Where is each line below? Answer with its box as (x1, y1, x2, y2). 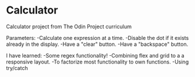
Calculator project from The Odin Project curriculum (6, 23, 132, 30)
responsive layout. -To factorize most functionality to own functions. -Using (6, 58, 189, 65)
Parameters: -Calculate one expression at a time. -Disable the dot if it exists (6, 34, 189, 41)
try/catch (6, 64, 28, 71)
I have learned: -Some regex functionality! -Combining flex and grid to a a (6, 52, 185, 59)
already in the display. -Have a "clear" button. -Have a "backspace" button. (6, 41, 189, 48)
